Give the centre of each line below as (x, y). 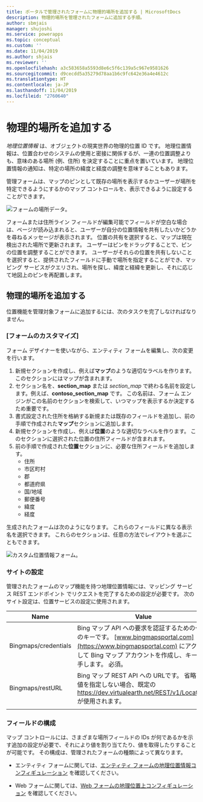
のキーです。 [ (97, 637)
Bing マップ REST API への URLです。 (130, 676)
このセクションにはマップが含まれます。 (65, 378)
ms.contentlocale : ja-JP (37, 85)
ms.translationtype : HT (36, 79)
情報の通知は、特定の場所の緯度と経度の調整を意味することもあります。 (101, 168)
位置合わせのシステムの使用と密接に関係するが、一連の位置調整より (107, 153)
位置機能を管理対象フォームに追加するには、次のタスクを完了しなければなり (101, 311)
